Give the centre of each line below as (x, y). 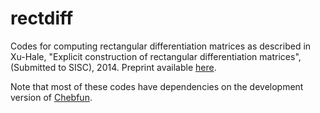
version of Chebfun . (51, 97)
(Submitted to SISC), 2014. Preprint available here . (113, 67)
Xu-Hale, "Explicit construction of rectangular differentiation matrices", (156, 56)
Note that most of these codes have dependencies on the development (157, 86)
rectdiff (42, 18)
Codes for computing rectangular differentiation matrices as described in (161, 46)
